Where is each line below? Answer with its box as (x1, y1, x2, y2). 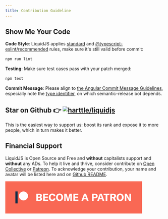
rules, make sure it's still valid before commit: (49, 46, 144, 52)
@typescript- (95, 41, 123, 47)
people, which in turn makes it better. (5, 127, 82, 133)
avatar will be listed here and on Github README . (5, 171, 107, 177)
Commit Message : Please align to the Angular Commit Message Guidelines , (5, 85, 163, 91)
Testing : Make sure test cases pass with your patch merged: (5, 66, 132, 72)
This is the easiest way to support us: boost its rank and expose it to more (5, 122, 159, 128)
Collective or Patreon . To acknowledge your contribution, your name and (5, 166, 156, 172)
